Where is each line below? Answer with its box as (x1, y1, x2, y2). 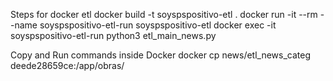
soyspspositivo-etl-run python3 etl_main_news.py (10, 30, 217, 41)
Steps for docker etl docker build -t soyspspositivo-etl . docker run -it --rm (10, 9, 318, 20)
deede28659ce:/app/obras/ (10, 60, 125, 71)
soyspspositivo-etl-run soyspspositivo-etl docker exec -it (39, 19, 277, 31)
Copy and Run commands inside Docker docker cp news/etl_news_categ (10, 49, 312, 61)
